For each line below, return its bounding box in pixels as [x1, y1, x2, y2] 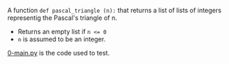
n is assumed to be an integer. [17, 35, 106, 43]
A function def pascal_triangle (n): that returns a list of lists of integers [7, 6, 222, 14]
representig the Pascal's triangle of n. [7, 14, 117, 22]
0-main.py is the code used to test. [7, 49, 110, 57]
